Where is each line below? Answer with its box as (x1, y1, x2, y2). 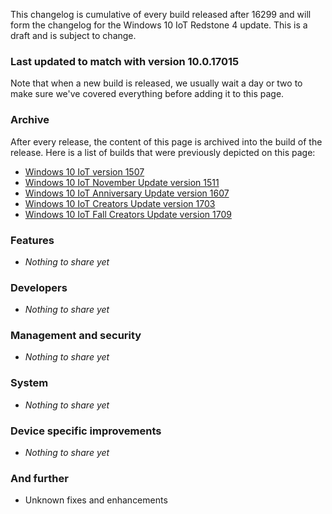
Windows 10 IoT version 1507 (24, 165, 145, 178)
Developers (10, 280, 68, 294)
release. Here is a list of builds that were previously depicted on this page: (10, 146, 316, 158)
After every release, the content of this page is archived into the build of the (10, 135, 323, 148)
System (10, 376, 49, 390)
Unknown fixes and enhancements (24, 494, 168, 506)
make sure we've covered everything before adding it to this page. (10, 88, 285, 100)
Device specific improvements (10, 424, 162, 438)
